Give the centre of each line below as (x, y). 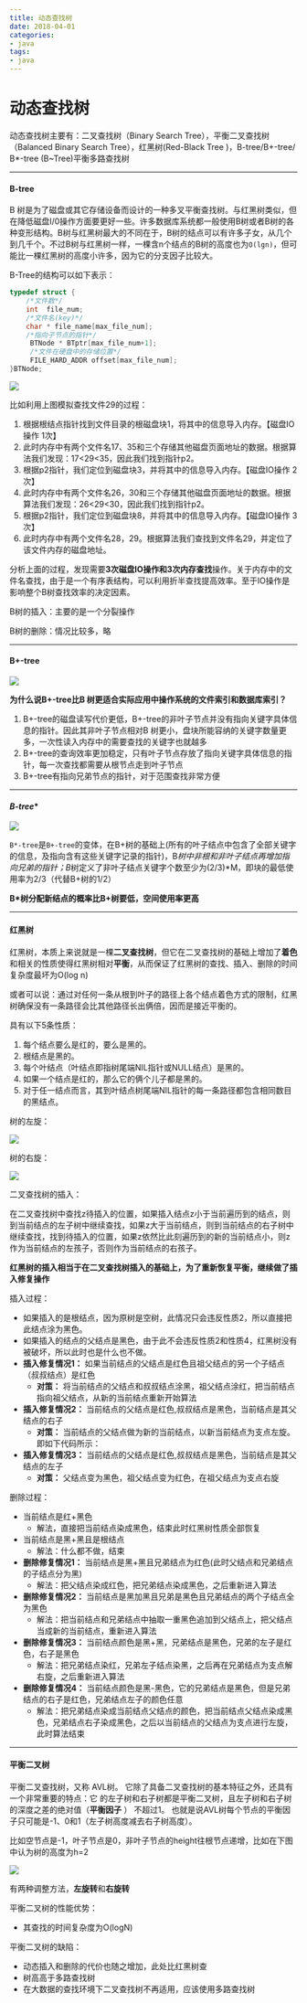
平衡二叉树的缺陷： (46, 1946)
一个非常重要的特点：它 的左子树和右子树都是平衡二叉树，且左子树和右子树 (151, 1798)
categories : (32, 35)
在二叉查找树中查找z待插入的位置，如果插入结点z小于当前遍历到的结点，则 (150, 1213)
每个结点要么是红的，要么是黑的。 (87, 1044)
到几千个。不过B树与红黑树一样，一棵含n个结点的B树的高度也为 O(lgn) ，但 (149, 244)
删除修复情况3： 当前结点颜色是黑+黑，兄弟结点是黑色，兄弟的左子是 (153, 1642)
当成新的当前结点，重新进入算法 (96, 1630)
